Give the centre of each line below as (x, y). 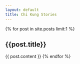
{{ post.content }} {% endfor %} (38, 56)
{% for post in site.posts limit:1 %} (40, 28)
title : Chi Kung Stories (31, 14)
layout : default (22, 10)
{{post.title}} (26, 44)
